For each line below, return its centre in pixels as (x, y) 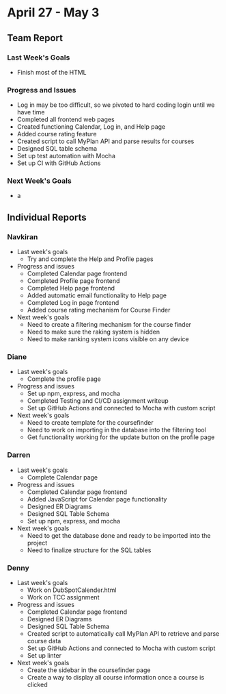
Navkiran (23, 236)
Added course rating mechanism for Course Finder (99, 310)
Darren (19, 455)
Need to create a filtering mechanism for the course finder (109, 325)
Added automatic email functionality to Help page (97, 295)
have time (31, 112)
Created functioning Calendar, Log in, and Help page (91, 127)
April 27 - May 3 (53, 13)
